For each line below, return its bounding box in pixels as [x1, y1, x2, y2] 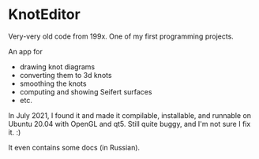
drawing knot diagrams [19, 61, 96, 72]
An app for [8, 46, 43, 56]
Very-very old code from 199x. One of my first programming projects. [8, 31, 235, 41]
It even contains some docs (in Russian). [8, 142, 141, 152]
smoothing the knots [19, 79, 87, 88]
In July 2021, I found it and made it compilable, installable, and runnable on [8, 110, 251, 120]
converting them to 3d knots [19, 70, 112, 79]
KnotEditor [8, 6, 81, 24]
